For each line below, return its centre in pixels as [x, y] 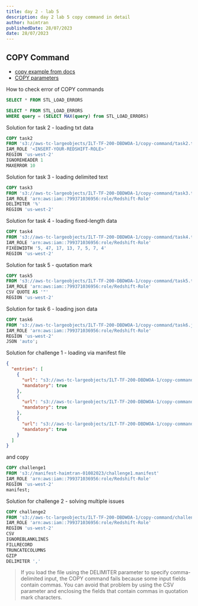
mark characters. [41, 597]
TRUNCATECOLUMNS [26, 550]
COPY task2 [19, 138]
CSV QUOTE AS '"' [27, 292]
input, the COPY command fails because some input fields [115, 579]
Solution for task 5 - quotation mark [49, 265]
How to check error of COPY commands [55, 89]
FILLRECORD [19, 545]
